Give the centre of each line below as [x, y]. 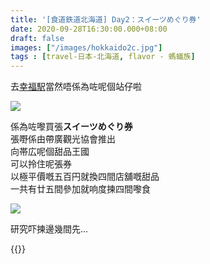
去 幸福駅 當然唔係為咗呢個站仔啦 [76, 87]
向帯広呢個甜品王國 [50, 152]
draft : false [37, 38]
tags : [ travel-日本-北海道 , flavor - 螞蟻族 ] [103, 57]
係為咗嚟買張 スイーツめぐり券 [71, 127]
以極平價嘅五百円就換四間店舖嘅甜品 [85, 177]
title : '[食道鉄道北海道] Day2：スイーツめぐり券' [106, 19]
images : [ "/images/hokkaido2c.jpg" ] [86, 47]
